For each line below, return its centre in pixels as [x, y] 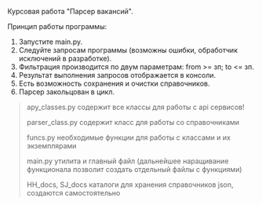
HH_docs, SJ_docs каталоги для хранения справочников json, [130, 185]
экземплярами [51, 146]
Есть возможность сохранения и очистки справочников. [114, 83]
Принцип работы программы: [57, 26]
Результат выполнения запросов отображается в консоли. [117, 75]
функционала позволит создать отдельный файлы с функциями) [134, 169]
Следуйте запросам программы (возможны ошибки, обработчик [128, 50]
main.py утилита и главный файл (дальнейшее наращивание [127, 161]
